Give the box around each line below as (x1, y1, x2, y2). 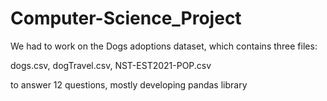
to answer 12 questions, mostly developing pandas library (10, 78, 248, 91)
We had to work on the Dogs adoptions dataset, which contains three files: (10, 40, 318, 52)
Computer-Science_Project (10, 7, 242, 30)
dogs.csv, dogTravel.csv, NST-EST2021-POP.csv (10, 59, 212, 71)
